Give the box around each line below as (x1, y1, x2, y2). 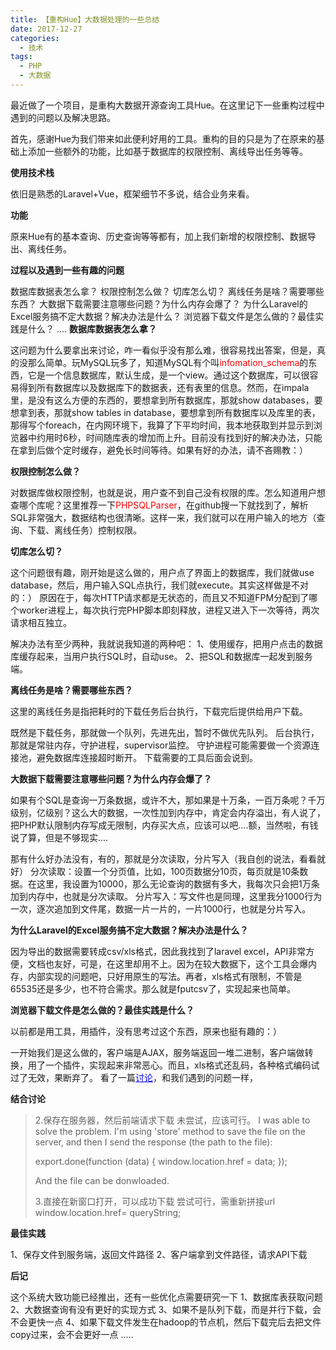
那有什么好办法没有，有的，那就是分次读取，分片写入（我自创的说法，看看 (10, 852, 317, 865)
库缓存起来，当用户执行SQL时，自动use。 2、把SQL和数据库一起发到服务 (10, 650, 313, 662)
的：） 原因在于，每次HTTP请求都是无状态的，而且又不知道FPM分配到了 (10, 591, 310, 603)
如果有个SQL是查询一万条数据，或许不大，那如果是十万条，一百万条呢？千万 (10, 794, 326, 806)
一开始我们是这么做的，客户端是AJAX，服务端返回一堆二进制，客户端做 (10, 1046, 305, 1058)
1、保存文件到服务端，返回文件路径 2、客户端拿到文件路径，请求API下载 (10, 1248, 308, 1260)
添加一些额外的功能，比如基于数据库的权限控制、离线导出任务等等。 (27, 145, 308, 157)
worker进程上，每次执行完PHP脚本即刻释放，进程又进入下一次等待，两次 (18, 604, 320, 616)
